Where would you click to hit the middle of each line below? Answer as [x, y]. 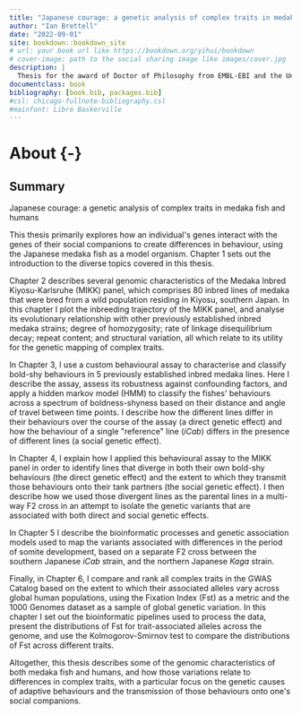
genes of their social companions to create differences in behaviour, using [146, 245]
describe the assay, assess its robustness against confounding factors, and [149, 384]
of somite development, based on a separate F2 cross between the [133, 552]
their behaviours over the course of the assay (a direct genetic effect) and [146, 422]
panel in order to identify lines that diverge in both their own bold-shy [138, 468]
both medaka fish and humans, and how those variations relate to [130, 672]
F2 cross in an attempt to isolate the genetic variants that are [138, 506]
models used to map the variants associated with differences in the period [146, 542]
